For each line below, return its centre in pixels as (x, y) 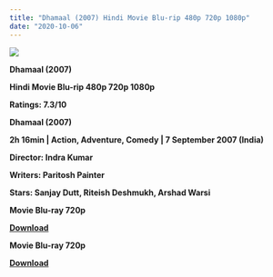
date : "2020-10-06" (46, 26)
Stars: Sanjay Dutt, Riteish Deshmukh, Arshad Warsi (110, 193)
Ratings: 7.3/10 (38, 104)
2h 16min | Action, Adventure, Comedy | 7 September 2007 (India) (136, 139)
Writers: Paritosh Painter (57, 174)
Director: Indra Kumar (51, 157)
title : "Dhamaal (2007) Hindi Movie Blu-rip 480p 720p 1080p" (130, 18)
